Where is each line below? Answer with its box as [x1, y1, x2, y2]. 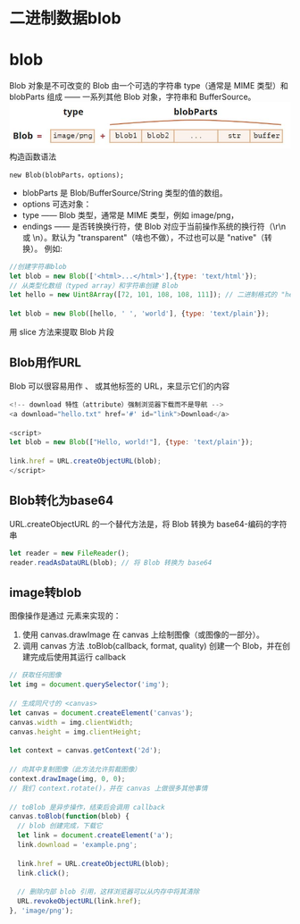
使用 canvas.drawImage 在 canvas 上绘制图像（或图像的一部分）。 [21, 629, 265, 640]
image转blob [9, 584, 82, 600]
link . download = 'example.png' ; [17, 841, 138, 850]
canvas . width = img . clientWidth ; [9, 718, 134, 727]
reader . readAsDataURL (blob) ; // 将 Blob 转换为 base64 [9, 558, 212, 567]
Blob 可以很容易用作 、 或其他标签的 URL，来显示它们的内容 [9, 381, 230, 391]
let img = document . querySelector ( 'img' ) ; [9, 680, 170, 689]
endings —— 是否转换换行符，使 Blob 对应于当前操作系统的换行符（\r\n [21, 221, 287, 231]
